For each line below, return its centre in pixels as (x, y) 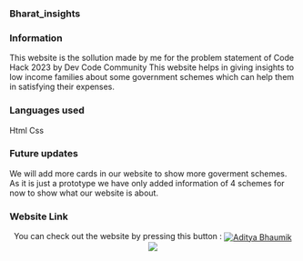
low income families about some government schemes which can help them (152, 77)
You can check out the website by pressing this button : (118, 236)
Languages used (47, 110)
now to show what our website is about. (84, 193)
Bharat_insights (45, 14)
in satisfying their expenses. (62, 87)
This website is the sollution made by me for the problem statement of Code (151, 58)
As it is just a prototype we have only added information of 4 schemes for (147, 183)
